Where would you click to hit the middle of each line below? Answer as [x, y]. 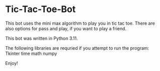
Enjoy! [12, 63]
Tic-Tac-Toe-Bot [41, 9]
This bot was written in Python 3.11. [42, 38]
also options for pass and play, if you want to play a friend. [66, 28]
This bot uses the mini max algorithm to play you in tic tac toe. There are [80, 23]
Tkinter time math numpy [31, 53]
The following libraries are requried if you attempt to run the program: [77, 48]
